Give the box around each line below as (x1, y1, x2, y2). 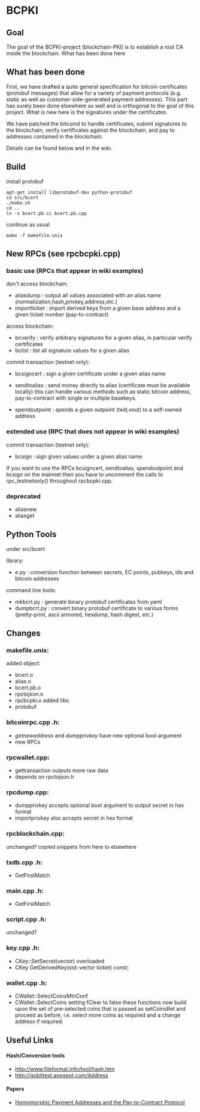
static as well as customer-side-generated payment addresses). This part (6, 95, 187, 103)
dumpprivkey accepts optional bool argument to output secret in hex (14, 801, 184, 809)
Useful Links (6, 1035, 54, 1045)
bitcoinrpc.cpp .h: (6, 718, 60, 727)
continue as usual (6, 221, 50, 228)
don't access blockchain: (6, 280, 68, 288)
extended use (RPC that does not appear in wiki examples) (6, 427, 180, 436)
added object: (6, 660, 41, 667)
